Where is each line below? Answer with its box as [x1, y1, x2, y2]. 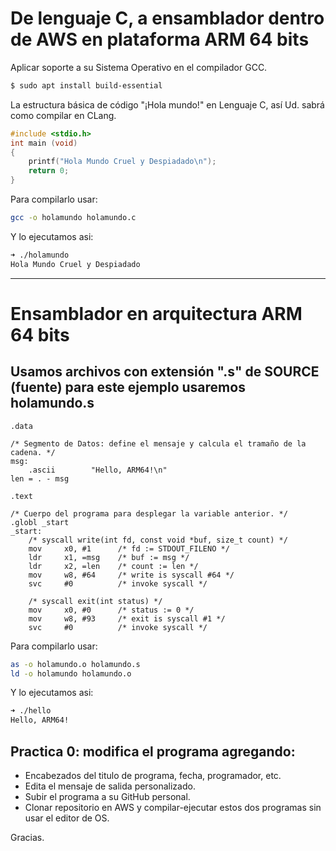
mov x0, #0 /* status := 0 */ [28, 605, 195, 615]
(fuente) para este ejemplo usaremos [10, 379, 246, 396]
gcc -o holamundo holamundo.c [10, 213, 137, 223]
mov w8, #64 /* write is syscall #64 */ [28, 570, 235, 580]
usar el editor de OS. [24, 812, 110, 824]
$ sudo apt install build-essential [10, 80, 163, 91]
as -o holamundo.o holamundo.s [10, 659, 141, 669]
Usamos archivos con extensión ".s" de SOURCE [10, 363, 320, 381]
